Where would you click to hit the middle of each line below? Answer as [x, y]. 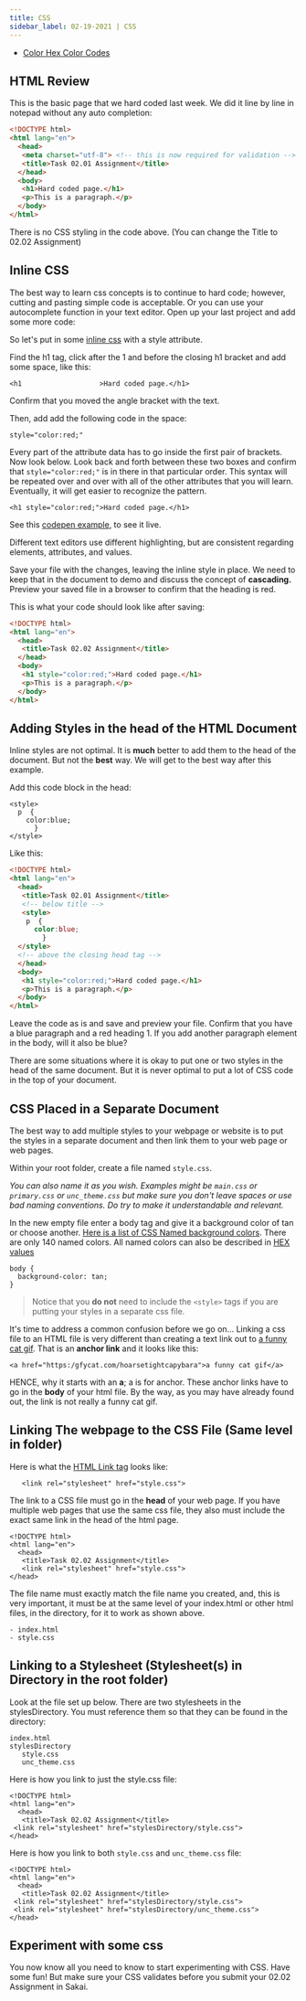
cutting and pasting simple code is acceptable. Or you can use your [137, 302]
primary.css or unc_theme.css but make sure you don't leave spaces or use [151, 1195]
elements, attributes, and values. [71, 552]
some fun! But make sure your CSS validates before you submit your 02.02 [150, 1977]
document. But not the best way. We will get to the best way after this [141, 761]
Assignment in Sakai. [49, 1987]
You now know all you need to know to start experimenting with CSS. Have [150, 1967]
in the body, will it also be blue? [69, 1043]
